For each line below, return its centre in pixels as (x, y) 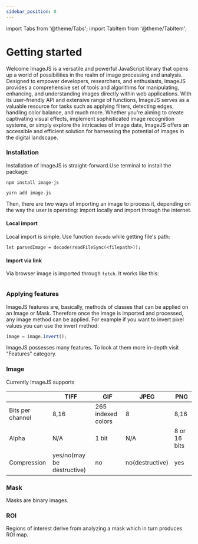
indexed (106, 414)
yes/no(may (69, 455)
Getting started (44, 52)
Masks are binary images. (37, 500)
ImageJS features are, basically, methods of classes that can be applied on (97, 306)
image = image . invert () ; (37, 337)
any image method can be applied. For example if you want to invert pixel (95, 319)
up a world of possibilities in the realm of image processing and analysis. (94, 75)
